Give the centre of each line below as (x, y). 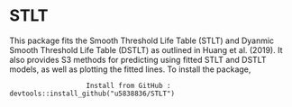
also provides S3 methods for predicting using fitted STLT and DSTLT (138, 59)
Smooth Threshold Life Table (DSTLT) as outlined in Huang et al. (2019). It (146, 49)
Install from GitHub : (128, 85)
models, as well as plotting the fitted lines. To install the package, (130, 69)
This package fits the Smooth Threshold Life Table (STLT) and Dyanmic (142, 40)
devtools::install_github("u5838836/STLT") (92, 94)
